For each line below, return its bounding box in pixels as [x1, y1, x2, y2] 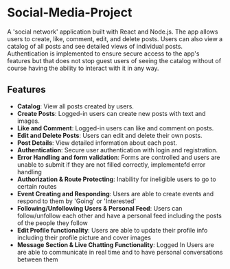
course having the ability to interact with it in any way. [7, 64, 159, 72]
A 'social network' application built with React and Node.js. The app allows [7, 27, 218, 36]
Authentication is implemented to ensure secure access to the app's [7, 49, 200, 58]
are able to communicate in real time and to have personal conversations [16, 248, 223, 256]
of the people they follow [16, 218, 88, 227]
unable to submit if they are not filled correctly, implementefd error [16, 160, 206, 169]
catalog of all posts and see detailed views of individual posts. [7, 42, 183, 50]
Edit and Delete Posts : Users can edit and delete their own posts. [16, 131, 203, 139]
